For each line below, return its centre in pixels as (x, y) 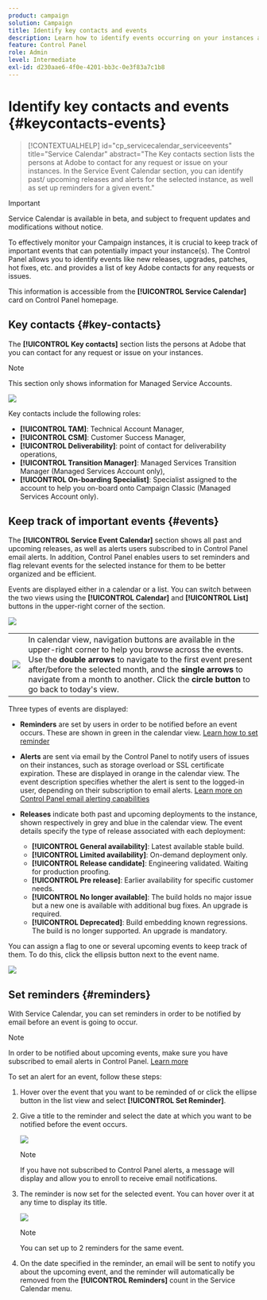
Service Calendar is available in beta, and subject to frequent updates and (129, 218)
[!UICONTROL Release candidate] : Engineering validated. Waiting (140, 863)
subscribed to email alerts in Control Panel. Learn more (99, 1062)
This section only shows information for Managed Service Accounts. (120, 383)
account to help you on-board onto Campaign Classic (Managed (125, 488)
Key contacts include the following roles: (75, 413)
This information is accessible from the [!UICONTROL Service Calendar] (128, 291)
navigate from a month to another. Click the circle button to (139, 680)
